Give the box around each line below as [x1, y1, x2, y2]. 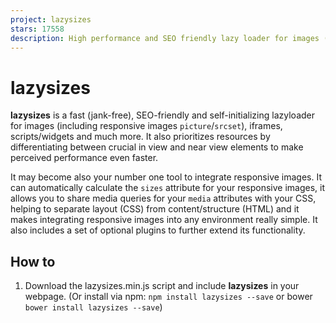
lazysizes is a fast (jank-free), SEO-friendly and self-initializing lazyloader [10, 109, 315, 121]
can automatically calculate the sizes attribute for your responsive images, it [10, 182, 326, 194]
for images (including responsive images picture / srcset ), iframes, [10, 120, 283, 132]
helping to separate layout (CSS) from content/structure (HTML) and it [10, 203, 300, 215]
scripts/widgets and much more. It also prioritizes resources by [10, 131, 271, 143]
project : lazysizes [10, 14, 92, 25]
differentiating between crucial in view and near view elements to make [10, 141, 304, 153]
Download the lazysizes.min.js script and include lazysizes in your [24, 280, 300, 292]
